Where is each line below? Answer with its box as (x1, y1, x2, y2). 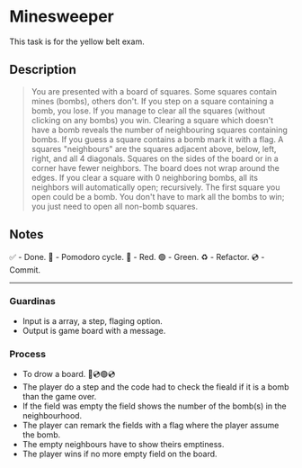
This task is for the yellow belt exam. (9, 36, 146, 47)
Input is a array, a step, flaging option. (22, 315, 164, 326)
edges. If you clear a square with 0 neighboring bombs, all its (31, 172, 259, 183)
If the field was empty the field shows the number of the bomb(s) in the (22, 400, 287, 411)
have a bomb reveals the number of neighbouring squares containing (31, 124, 288, 135)
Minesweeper (9, 6, 114, 27)
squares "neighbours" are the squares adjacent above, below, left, (31, 143, 277, 154)
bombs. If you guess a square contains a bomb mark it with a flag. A (31, 133, 284, 145)
